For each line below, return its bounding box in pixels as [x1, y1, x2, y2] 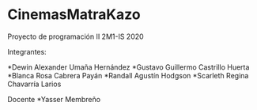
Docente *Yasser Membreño [7, 94, 100, 104]
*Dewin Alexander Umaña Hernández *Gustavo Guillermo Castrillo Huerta [7, 62, 250, 72]
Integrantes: [7, 47, 47, 56]
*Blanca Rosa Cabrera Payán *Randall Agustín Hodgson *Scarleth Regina [7, 70, 249, 80]
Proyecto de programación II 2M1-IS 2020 [7, 32, 144, 41]
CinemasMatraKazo [7, 6, 141, 24]
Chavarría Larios [7, 79, 62, 89]
